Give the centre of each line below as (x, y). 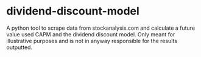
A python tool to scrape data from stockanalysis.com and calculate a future (101, 28)
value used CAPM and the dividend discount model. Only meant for (91, 34)
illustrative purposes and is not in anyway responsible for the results (92, 41)
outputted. (19, 47)
